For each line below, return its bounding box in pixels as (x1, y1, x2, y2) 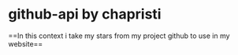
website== (8, 39, 43, 48)
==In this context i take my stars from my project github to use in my (8, 31, 230, 40)
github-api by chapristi (8, 5, 162, 23)
